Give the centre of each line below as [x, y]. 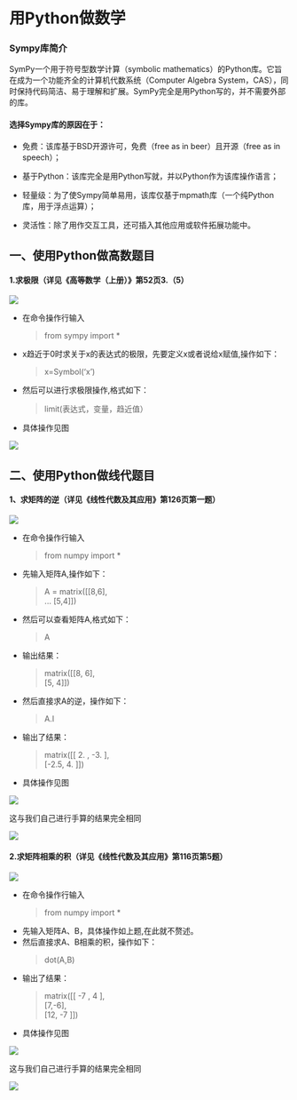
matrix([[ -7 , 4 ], [74, 996]
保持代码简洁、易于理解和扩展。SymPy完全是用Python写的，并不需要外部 [151, 92]
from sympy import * [82, 336]
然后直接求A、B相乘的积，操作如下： [90, 942]
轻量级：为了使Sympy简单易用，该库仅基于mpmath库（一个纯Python [148, 195]
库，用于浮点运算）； [59, 206]
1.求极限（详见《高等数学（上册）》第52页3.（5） [99, 280]
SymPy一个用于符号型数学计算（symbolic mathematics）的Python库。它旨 [146, 69]
